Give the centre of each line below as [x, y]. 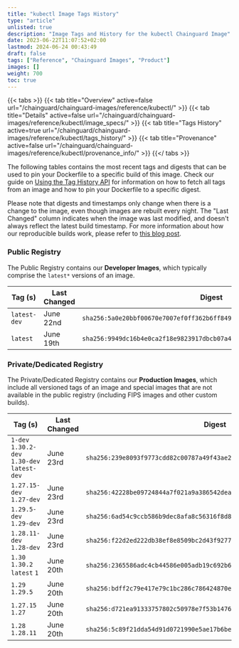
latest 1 [25, 573]
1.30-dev [26, 461]
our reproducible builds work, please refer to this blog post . [94, 234]
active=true [24, 131]
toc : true [22, 80]
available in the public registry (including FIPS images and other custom [112, 395]
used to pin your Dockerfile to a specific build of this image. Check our [111, 174]
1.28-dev [26, 547]
